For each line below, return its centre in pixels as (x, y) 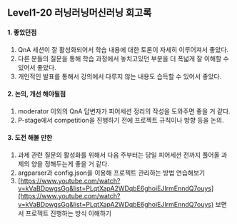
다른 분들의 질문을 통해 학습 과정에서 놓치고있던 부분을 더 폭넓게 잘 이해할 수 (123, 58)
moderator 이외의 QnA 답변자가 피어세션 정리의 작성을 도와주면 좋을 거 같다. (124, 111)
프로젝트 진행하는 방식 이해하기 (69, 213)
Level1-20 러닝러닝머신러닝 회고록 (80, 13)
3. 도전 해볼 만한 (30, 138)
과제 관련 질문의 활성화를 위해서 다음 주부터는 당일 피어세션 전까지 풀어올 (118, 155)
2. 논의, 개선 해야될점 (37, 94)
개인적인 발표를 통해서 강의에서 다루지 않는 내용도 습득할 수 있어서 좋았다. (120, 76)
